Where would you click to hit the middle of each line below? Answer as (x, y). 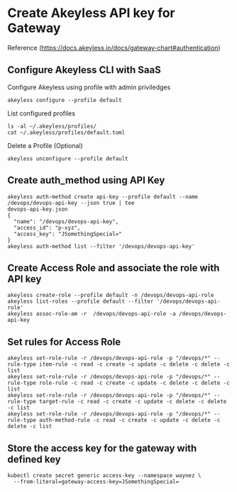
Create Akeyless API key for (91, 13)
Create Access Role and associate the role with (114, 268)
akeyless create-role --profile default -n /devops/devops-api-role (111, 296)
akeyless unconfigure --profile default (68, 158)
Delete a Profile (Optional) (45, 145)
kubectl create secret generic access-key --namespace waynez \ (104, 476)
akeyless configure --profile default (65, 100)
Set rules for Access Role (64, 342)
